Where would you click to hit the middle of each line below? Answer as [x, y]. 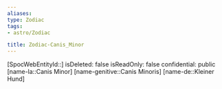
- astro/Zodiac [29, 33]
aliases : [20, 13]
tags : [15, 26]
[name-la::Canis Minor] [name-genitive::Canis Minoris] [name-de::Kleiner [111, 72]
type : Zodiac [26, 20]
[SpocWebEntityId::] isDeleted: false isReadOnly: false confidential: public [111, 64]
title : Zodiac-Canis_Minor [46, 45]
